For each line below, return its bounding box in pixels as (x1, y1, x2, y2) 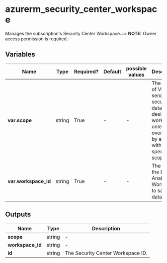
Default (103, 68, 122, 75)
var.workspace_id (7, 177, 51, 184)
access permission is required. (5, 36, 68, 42)
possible (126, 65, 147, 72)
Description (91, 225, 120, 232)
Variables (5, 50, 36, 59)
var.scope (7, 117, 32, 124)
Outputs (5, 210, 31, 219)
